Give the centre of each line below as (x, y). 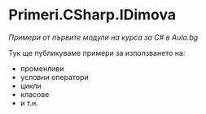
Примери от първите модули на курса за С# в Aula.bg (103, 37)
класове (35, 94)
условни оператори (55, 77)
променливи (42, 68)
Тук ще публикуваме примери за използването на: (97, 53)
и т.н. (29, 103)
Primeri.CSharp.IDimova (92, 15)
